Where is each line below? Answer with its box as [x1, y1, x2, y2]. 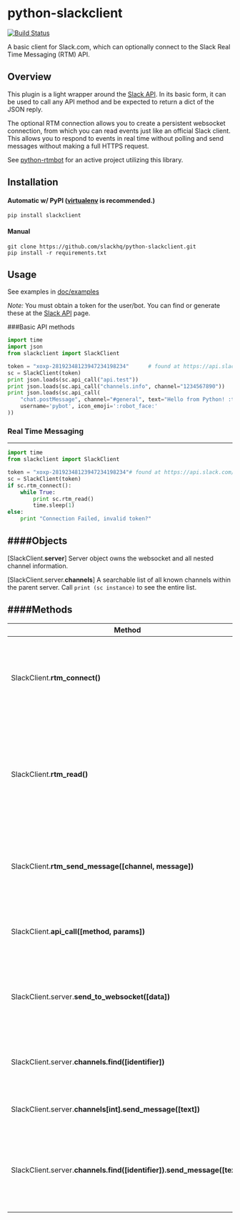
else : [7, 509, 24, 516]
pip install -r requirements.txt [7, 249, 107, 257]
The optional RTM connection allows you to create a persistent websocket [7, 119, 226, 127]
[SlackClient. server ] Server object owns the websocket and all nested [7, 554, 214, 562]
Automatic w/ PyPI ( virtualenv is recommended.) [7, 196, 156, 204]
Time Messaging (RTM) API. [7, 50, 91, 59]
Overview [7, 71, 52, 83]
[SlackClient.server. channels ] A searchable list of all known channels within [7, 575, 231, 584]
